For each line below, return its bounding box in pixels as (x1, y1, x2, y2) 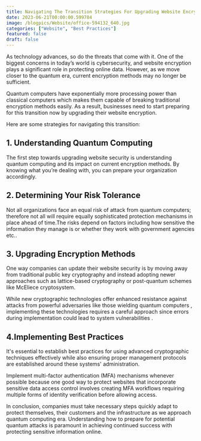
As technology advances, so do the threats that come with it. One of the (6, 53, 184, 60)
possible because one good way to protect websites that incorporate (6, 378, 176, 386)
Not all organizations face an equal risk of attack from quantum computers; (6, 206, 191, 213)
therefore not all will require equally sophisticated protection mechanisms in (6, 212, 193, 220)
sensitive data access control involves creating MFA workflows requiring (6, 385, 185, 392)
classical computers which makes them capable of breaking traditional (6, 96, 181, 104)
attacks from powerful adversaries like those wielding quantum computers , (6, 302, 193, 309)
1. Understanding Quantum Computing (6, 138, 153, 148)
